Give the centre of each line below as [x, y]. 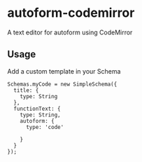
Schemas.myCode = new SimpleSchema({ [62, 84]
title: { [26, 90]
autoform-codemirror [71, 13]
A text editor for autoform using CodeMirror [70, 32]
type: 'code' [45, 127]
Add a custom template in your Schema [64, 71]
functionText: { [37, 109]
